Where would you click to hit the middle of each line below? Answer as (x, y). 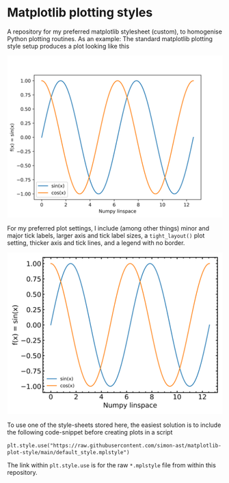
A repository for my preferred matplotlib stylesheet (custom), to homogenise (114, 31)
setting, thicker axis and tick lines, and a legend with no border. (96, 243)
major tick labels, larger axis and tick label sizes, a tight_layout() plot (106, 235)
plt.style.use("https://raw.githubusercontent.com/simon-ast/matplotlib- (114, 445)
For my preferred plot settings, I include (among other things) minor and (108, 228)
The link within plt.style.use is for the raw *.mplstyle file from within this (112, 465)
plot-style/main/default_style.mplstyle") (68, 452)
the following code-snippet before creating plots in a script (90, 432)
